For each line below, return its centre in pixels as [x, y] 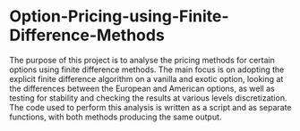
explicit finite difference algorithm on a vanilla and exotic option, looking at [146, 78]
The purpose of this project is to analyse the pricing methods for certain [142, 60]
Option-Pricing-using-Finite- [120, 16]
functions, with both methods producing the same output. [116, 117]
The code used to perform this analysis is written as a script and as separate [150, 107]
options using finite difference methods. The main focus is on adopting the [147, 70]
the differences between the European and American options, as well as [142, 88]
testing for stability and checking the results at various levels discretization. [148, 98]
